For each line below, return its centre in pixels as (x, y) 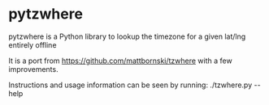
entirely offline (33, 44)
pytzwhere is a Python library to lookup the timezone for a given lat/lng (127, 36)
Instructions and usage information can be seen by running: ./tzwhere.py (130, 85)
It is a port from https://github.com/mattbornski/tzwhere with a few (121, 61)
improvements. (33, 69)
